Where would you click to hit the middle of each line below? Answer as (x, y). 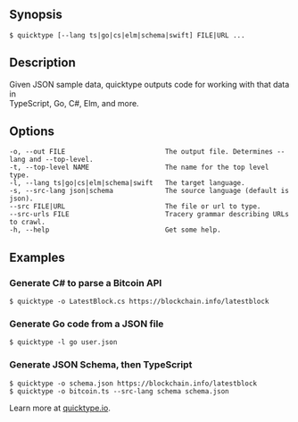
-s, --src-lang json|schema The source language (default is (149, 191)
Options (32, 132)
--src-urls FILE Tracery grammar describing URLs (149, 215)
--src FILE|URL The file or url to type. (135, 207)
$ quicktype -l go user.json (63, 342)
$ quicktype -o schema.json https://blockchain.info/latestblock (133, 384)
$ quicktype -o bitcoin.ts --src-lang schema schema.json (119, 391)
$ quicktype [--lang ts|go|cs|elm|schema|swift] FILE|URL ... (127, 35)
